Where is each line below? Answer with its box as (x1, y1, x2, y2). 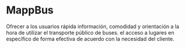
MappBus (6, 4, 54, 17)
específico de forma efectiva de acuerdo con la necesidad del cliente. (6, 35, 174, 42)
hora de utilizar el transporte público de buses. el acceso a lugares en (6, 29, 174, 36)
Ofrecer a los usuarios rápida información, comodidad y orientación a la (6, 23, 180, 30)
